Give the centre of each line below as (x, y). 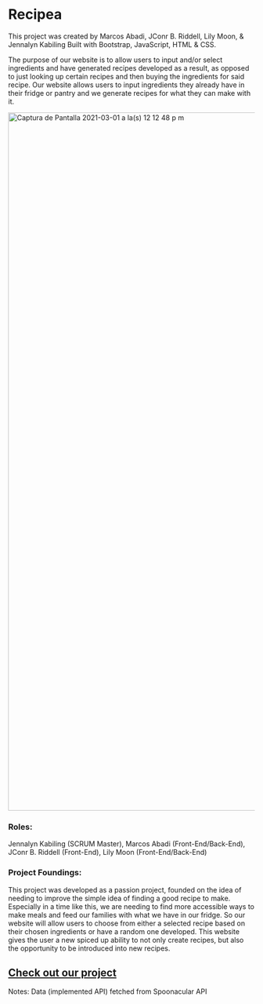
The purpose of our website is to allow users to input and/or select (115, 60)
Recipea (35, 15)
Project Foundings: (45, 873)
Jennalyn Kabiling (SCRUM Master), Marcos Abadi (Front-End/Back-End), (127, 844)
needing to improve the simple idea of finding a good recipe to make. (119, 898)
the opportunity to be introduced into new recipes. (89, 948)
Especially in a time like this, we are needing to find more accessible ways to (131, 906)
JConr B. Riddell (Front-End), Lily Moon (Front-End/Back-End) (108, 852)
